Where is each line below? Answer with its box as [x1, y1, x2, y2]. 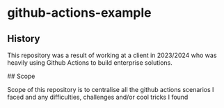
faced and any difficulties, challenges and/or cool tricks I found [7, 93, 189, 101]
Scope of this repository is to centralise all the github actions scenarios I [7, 86, 214, 93]
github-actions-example [7, 5, 152, 21]
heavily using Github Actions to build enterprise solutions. [7, 59, 173, 67]
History [7, 33, 40, 45]
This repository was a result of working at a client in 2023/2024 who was [7, 51, 217, 59]
